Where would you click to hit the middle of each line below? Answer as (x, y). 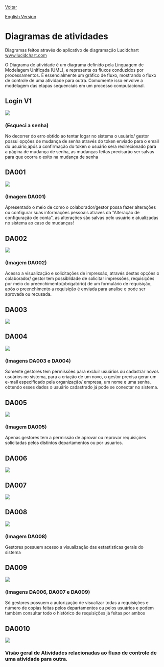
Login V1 (18, 101)
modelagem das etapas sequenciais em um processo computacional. (75, 85)
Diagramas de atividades (57, 37)
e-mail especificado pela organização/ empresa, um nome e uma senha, (78, 382)
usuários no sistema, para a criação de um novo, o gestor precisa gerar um (81, 377)
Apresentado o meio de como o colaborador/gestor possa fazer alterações (81, 207)
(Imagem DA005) (26, 427)
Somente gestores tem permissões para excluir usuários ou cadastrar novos (82, 372)
